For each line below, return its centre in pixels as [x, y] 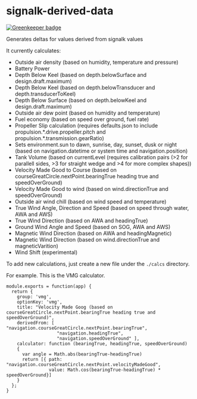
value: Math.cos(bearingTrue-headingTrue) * [105, 370]
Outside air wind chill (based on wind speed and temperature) [90, 202]
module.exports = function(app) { [49, 286]
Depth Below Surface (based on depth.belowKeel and [81, 100]
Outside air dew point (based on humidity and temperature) [87, 113]
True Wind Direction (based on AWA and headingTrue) [81, 220]
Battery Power [32, 68]
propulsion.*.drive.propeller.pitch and [60, 132]
